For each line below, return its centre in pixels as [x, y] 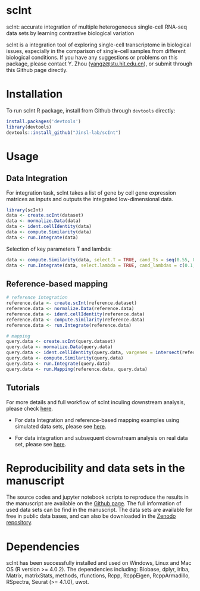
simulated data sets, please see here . [60, 426]
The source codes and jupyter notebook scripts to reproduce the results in [98, 497]
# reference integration [37, 298]
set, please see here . [40, 444]
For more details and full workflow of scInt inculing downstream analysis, [96, 402]
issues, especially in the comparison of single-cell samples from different [96, 51]
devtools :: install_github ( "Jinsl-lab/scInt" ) [63, 132]
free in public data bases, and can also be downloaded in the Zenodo [91, 516]
